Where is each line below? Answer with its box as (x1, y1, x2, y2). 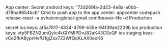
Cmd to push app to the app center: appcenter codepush (40, 9, 160, 15)
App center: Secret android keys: (5, 4, 75, 10)
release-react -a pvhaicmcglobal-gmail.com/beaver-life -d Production (5, 15, 152, 20)
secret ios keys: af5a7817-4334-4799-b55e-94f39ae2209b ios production (5, 24, 162, 30)
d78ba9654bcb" (5, 9, 40, 15)
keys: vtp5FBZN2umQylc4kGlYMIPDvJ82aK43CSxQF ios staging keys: (5, 30, 154, 35)
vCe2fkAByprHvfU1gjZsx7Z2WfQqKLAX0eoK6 (5, 35, 103, 41)
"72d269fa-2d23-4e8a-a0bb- (75, 4, 138, 10)
